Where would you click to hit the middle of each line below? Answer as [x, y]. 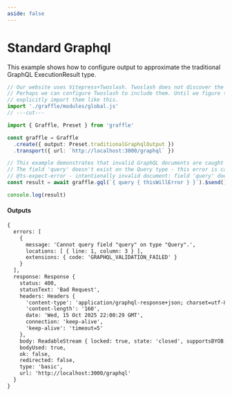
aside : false [26, 13]
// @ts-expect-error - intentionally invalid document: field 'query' [111, 176]
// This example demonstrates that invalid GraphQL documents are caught [116, 163]
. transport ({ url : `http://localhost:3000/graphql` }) [94, 151]
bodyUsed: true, [43, 348]
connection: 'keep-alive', [64, 322]
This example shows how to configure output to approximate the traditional [114, 67]
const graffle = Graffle [43, 138]
